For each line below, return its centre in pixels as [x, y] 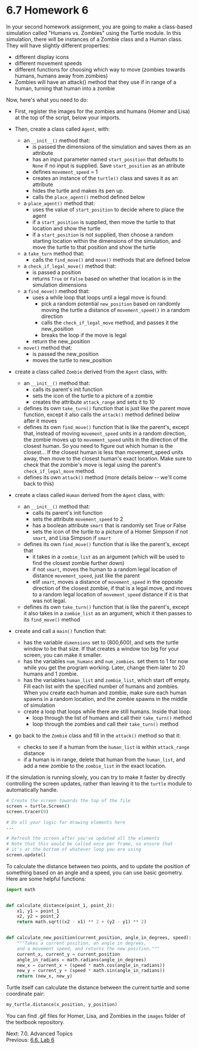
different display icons [42, 57]
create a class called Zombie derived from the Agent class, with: [91, 371]
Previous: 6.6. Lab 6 [30, 1040]
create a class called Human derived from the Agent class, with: [90, 495]
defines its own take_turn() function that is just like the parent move [107, 408]
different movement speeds [48, 63]
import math [21, 889]
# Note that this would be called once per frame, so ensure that [90, 844]
